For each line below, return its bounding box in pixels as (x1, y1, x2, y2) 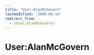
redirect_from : (5, 16, 36, 21)
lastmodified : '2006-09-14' (5, 12, 62, 17)
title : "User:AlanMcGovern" (5, 7, 62, 12)
